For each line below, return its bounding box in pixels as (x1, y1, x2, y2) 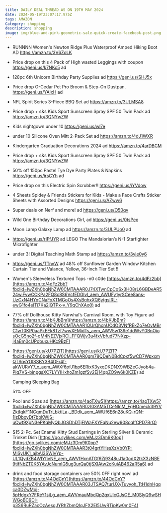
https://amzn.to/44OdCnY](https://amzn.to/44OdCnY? (14, 476, 126, 482)
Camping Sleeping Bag (12, 379, 60, 385)
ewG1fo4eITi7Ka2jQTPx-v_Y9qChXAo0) (12, 302, 94, 308)
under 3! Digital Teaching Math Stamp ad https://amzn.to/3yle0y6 (12, 251, 147, 257)
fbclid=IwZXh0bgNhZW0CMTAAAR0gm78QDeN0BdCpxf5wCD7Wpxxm (12, 353, 160, 359)
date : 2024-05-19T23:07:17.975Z (5, 12, 72, 17)
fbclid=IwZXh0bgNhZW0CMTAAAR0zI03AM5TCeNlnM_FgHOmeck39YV (12, 404, 162, 409)
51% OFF (12, 389, 31, 394)
